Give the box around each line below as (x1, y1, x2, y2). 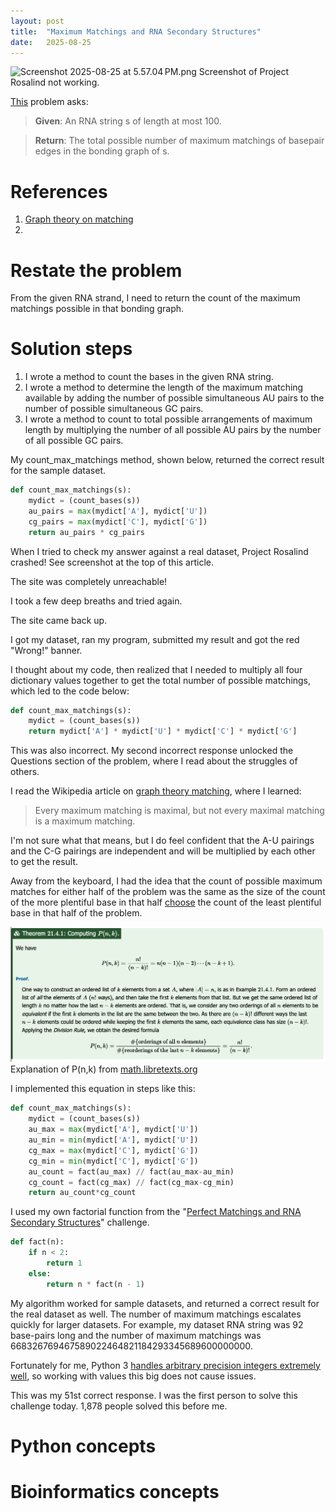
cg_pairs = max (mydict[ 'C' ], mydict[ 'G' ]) (28, 516, 208, 527)
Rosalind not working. (10, 76, 100, 89)
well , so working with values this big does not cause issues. (10, 1370, 257, 1382)
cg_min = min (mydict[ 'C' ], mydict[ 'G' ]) (28, 1156, 199, 1166)
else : (28, 1268, 52, 1279)
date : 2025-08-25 (10, 37, 92, 47)
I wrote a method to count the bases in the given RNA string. (24, 371, 274, 383)
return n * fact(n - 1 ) (46, 1279, 145, 1289)
